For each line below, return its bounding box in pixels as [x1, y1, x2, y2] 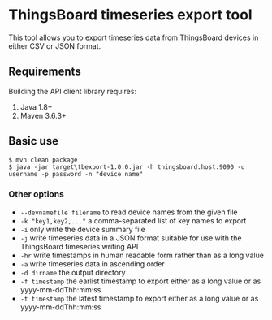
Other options [8, 188, 65, 200]
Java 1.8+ [19, 102, 53, 111]
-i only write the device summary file [19, 224, 146, 234]
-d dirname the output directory [19, 267, 126, 277]
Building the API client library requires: [8, 86, 136, 96]
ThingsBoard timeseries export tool [8, 6, 253, 24]
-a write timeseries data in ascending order [19, 258, 165, 269]
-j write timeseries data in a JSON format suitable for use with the [19, 233, 242, 243]
